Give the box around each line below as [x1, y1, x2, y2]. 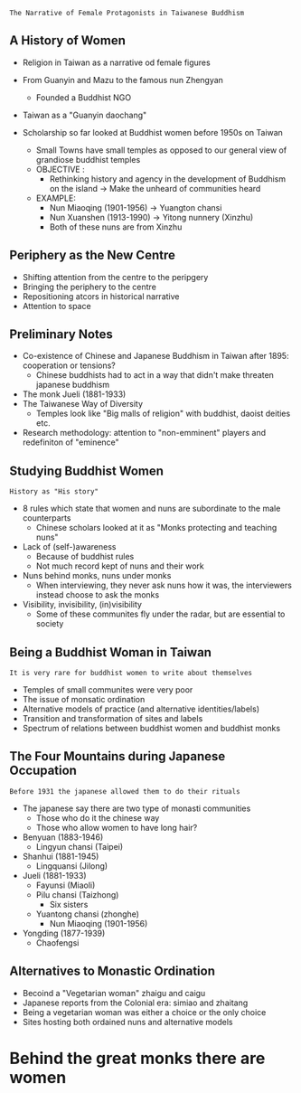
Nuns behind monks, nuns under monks [22, 570, 172, 581]
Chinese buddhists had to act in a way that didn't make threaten [35, 370, 274, 381]
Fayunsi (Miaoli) [35, 880, 96, 890]
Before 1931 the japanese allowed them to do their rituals [9, 787, 241, 796]
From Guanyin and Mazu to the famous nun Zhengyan [22, 74, 224, 85]
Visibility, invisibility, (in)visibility [22, 599, 143, 610]
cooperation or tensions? [22, 360, 116, 371]
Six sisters [49, 899, 89, 909]
